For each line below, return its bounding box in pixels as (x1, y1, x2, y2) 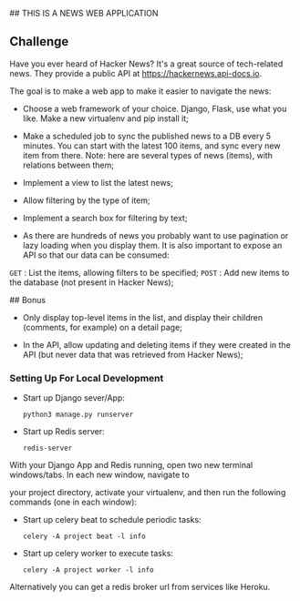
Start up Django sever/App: (22, 392, 126, 403)
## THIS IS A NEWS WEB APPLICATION (9, 8, 159, 18)
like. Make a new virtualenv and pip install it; (22, 113, 189, 124)
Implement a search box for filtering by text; (22, 212, 188, 223)
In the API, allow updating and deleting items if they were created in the (22, 339, 292, 350)
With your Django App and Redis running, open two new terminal (9, 460, 253, 471)
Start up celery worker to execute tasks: (22, 548, 173, 559)
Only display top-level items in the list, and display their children (22, 311, 264, 322)
